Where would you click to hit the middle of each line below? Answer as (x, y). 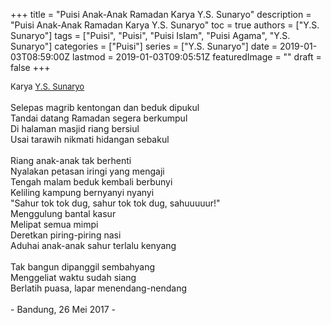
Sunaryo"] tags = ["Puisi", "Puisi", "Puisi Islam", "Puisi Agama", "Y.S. (150, 35)
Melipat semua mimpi (54, 224)
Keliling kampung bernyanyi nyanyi (82, 192)
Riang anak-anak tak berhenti (71, 160)
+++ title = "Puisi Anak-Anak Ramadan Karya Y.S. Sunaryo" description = (161, 14)
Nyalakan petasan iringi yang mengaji (87, 171)
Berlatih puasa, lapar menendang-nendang (99, 288)
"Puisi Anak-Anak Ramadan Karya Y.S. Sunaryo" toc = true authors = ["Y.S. (165, 25)
